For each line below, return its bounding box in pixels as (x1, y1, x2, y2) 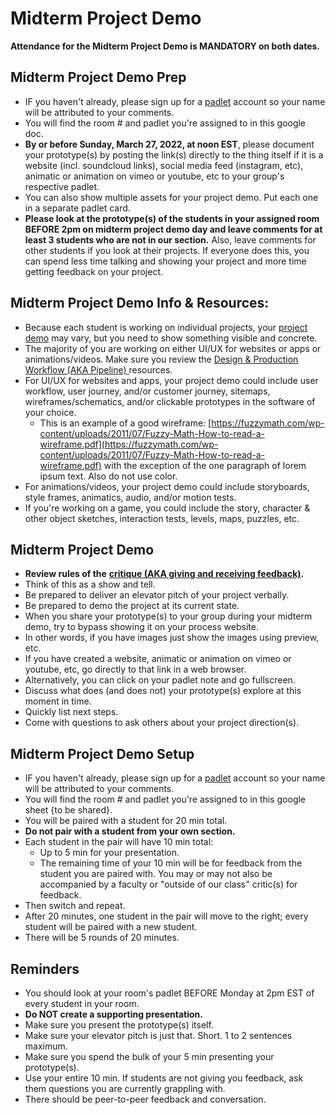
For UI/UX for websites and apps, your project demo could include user (24, 374, 319, 386)
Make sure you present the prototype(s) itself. (24, 1019, 214, 1031)
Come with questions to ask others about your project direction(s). (24, 717, 300, 729)
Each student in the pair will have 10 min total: (24, 836, 214, 848)
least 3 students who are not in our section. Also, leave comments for (24, 233, 317, 246)
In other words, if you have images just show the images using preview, (24, 632, 320, 644)
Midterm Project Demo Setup (10, 745, 195, 762)
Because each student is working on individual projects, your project (24, 321, 308, 333)
